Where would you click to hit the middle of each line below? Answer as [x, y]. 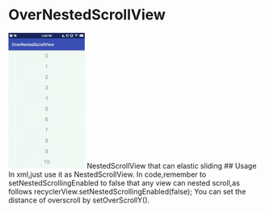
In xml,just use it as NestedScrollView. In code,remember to [107, 174]
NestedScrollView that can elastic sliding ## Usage [172, 165]
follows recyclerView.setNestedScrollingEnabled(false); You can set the [127, 191]
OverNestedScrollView [87, 15]
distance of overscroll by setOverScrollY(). [79, 200]
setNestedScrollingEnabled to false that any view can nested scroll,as [124, 182]
